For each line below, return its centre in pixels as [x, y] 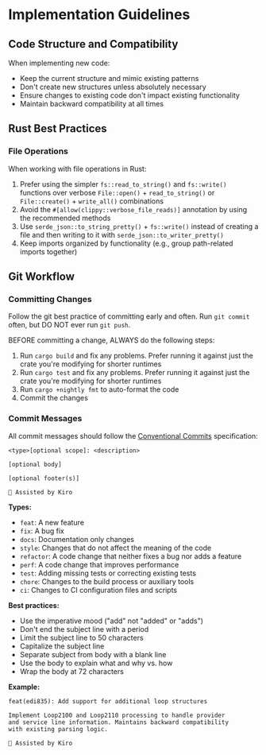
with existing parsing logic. [58, 729]
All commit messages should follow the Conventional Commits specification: [133, 436]
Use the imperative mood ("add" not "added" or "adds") [112, 621]
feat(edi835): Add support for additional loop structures [108, 701]
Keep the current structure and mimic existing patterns [109, 78]
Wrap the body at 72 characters [72, 671]
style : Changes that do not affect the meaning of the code [116, 548]
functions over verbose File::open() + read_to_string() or [117, 192]
